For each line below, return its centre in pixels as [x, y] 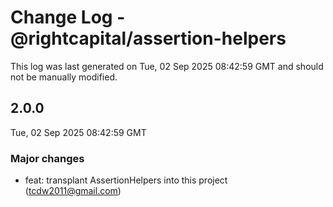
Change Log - [68, 17]
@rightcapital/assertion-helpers [148, 38]
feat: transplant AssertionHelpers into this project [126, 180]
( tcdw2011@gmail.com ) [73, 191]
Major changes [47, 158]
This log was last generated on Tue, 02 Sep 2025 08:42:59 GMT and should [167, 66]
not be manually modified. [64, 77]
